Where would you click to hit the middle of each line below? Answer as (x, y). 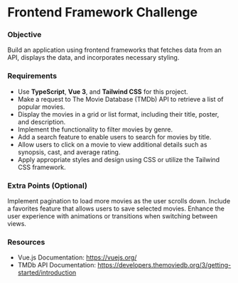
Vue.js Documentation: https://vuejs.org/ (77, 257)
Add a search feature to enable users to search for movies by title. (114, 137)
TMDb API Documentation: (57, 265)
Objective (25, 35)
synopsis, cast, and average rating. (69, 152)
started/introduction (47, 273)
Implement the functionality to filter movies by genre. (95, 129)
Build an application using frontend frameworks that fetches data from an (115, 50)
